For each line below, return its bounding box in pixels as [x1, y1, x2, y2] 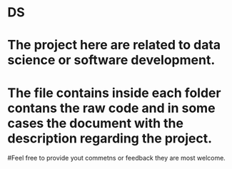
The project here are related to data [7, 37, 221, 53]
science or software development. [7, 52, 216, 68]
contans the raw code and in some [7, 100, 216, 116]
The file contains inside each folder [7, 85, 221, 101]
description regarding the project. [7, 130, 213, 146]
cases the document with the [7, 115, 184, 131]
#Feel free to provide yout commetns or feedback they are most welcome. [7, 154, 226, 163]
